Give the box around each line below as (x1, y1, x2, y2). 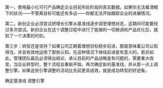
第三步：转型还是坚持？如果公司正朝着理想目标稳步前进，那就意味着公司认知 (5, 43, 158, 49)
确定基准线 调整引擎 (5, 78, 45, 84)
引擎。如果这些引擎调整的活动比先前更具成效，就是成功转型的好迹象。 (9, 68, 149, 73)
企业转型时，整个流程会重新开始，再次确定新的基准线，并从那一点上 (17, 61, 154, 67)
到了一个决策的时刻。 (5, 33, 48, 38)
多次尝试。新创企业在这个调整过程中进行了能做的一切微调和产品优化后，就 (9, 27, 158, 33)
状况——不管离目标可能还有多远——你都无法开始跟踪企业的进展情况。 (13, 10, 154, 16)
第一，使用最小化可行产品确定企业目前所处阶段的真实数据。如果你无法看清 (5, 4, 154, 10)
